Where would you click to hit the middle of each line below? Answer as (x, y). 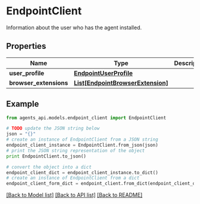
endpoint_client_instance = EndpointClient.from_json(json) (82, 145)
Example (23, 104)
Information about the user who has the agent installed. (74, 27)
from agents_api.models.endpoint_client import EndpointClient (86, 118)
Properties (26, 46)
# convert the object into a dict (49, 167)
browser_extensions (39, 83)
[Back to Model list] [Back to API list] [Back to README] (74, 195)
